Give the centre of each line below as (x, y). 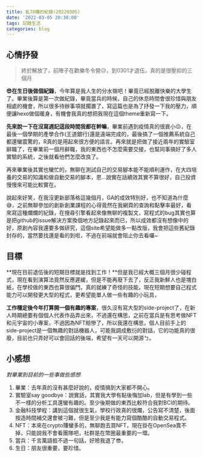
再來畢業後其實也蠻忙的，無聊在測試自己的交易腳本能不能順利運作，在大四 (99, 169)
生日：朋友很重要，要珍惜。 (50, 448)
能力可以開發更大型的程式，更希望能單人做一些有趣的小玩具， (83, 295)
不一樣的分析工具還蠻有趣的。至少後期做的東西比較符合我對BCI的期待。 (104, 403)
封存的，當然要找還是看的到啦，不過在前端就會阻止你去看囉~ (82, 235)
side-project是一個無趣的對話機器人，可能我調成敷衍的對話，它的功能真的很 (101, 330)
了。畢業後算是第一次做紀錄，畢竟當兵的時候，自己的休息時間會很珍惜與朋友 (101, 99)
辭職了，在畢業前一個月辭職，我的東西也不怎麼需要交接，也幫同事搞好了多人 (101, 150)
